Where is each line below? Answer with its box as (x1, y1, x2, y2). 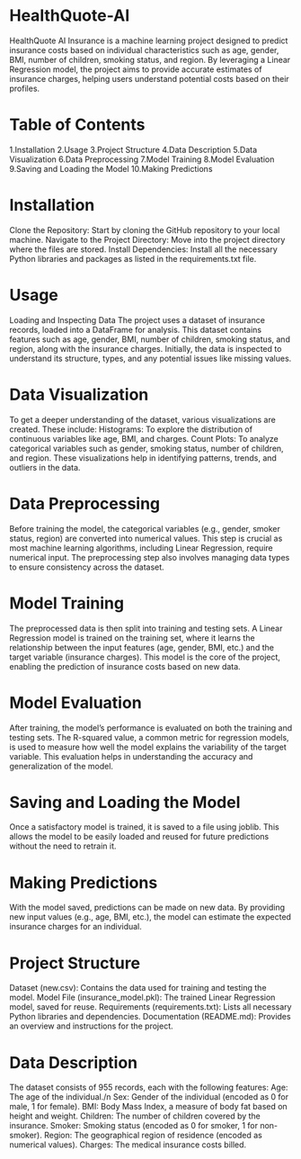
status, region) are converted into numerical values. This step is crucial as (9, 533, 283, 544)
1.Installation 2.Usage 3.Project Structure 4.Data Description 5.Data (9, 144, 258, 155)
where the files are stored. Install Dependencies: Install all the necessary (9, 244, 279, 255)
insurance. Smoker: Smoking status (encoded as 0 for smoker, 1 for (9, 1120, 259, 1131)
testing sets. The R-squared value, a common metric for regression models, (9, 732, 289, 742)
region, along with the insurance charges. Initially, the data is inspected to (9, 343, 282, 354)
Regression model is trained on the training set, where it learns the (9, 632, 255, 643)
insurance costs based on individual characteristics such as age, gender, (9, 44, 279, 55)
